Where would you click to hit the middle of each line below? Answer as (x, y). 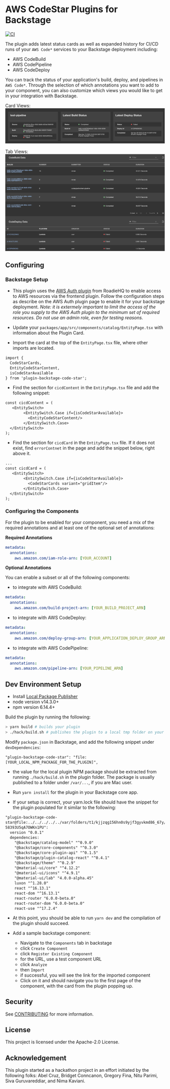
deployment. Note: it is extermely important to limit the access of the (84, 307)
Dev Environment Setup (44, 684)
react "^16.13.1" (33, 888)
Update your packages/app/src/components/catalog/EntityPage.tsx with (88, 327)
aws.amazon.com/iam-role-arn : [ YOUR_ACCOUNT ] (63, 558)
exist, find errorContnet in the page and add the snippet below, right (83, 448)
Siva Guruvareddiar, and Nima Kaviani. (45, 1081)
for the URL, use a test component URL (61, 959)
